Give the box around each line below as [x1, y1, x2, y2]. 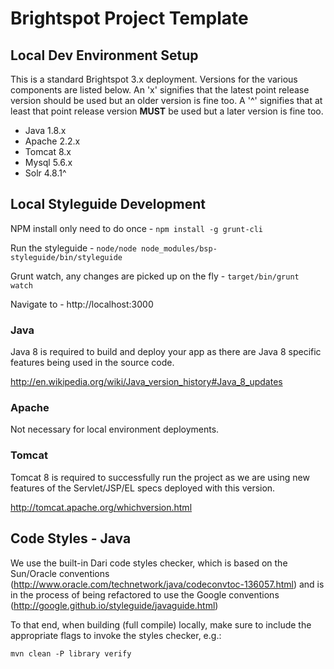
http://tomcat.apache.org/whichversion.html [10, 501, 193, 513]
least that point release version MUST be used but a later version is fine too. [10, 105, 324, 117]
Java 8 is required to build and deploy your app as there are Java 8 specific [10, 346, 322, 358]
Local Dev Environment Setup [10, 47, 199, 64]
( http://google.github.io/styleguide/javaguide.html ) [10, 599, 219, 611]
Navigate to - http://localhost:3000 [10, 298, 154, 310]
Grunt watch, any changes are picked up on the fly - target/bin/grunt [10, 270, 300, 282]
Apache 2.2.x [24, 135, 81, 147]
